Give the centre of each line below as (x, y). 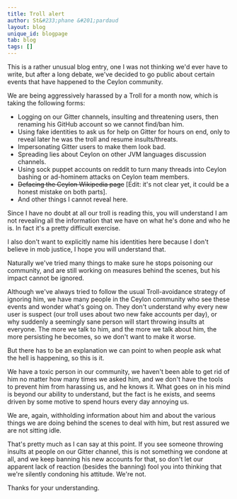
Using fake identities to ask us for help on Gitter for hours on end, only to (123, 132)
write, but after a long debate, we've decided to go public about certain (111, 74)
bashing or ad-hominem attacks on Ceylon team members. (103, 177)
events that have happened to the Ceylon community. (85, 82)
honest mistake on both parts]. (62, 192)
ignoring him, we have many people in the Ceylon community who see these (118, 299)
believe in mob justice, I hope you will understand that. (87, 249)
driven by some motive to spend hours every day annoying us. (98, 401)
